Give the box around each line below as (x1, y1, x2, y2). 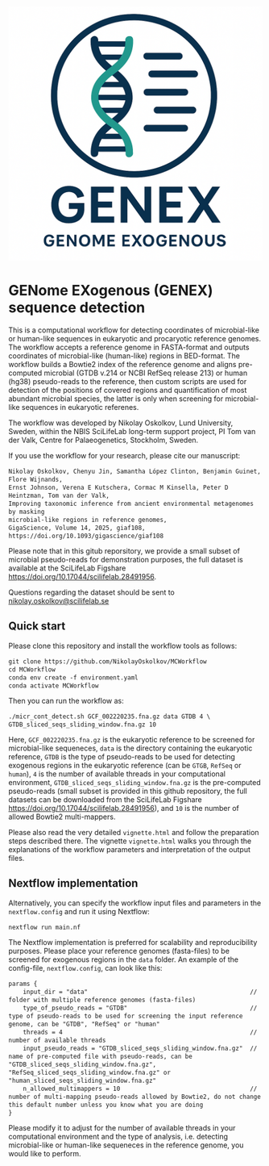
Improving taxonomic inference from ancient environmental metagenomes (8, 499, 254, 508)
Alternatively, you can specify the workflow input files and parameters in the (8, 898, 262, 908)
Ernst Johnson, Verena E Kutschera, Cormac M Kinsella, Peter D (8, 483, 229, 491)
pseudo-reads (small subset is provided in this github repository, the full (8, 786, 248, 796)
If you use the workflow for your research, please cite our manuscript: (8, 450, 241, 460)
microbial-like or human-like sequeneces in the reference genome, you (8, 1140, 244, 1150)
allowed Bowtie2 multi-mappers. (8, 812, 116, 821)
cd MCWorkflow (8, 665, 56, 674)
